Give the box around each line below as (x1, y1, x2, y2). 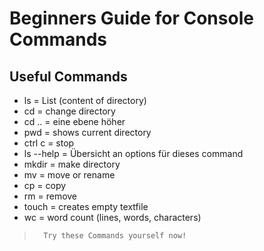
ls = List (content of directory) (23, 95, 147, 106)
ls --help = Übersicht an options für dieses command (23, 148, 244, 159)
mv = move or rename (23, 169, 116, 181)
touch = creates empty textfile (23, 201, 149, 212)
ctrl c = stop (23, 137, 75, 149)
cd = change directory (23, 105, 116, 117)
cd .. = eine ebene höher (23, 116, 126, 127)
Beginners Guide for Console (9, 7, 254, 30)
